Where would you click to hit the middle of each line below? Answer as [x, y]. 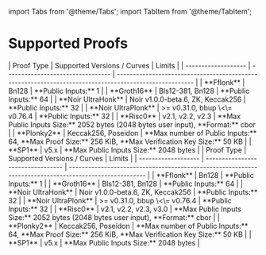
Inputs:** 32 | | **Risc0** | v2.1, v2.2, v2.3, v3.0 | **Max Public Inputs [125, 209]
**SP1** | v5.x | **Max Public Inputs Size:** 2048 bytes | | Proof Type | [127, 149]
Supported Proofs [68, 44]
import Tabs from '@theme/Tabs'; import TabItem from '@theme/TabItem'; [130, 12]
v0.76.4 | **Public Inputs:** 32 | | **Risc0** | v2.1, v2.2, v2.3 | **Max [124, 116]
